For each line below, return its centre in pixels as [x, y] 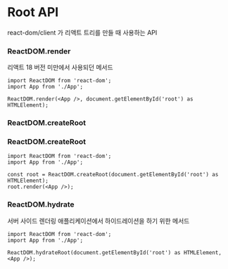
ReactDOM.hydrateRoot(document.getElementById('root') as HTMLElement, [114, 252]
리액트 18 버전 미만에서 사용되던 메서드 [61, 67]
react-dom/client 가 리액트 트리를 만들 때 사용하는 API [82, 32]
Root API [33, 12]
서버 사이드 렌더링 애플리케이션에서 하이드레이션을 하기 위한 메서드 [99, 221]
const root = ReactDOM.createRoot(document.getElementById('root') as [113, 175]
